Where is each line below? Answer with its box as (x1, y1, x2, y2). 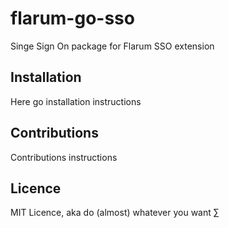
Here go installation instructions (10, 95, 142, 107)
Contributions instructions (10, 151, 118, 163)
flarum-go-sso (10, 7, 135, 30)
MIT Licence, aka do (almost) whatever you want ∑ (10, 207, 220, 219)
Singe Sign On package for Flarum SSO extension (10, 40, 215, 52)
